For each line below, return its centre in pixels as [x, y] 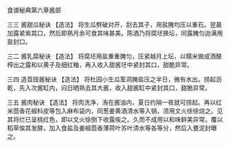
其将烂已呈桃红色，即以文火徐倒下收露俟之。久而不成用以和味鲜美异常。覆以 [115, 119]
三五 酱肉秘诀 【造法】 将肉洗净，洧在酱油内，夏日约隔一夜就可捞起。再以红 [115, 102]
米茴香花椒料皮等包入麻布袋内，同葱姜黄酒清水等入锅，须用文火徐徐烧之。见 [115, 111]
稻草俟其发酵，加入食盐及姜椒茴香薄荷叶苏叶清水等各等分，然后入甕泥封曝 [112, 128]
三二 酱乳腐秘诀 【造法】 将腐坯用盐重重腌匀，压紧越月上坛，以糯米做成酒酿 [115, 56]
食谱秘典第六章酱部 [34, 10]
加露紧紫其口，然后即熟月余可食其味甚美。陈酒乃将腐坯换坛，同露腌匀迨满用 [115, 33]
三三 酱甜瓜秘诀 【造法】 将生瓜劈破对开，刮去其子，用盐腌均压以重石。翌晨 [115, 25]
